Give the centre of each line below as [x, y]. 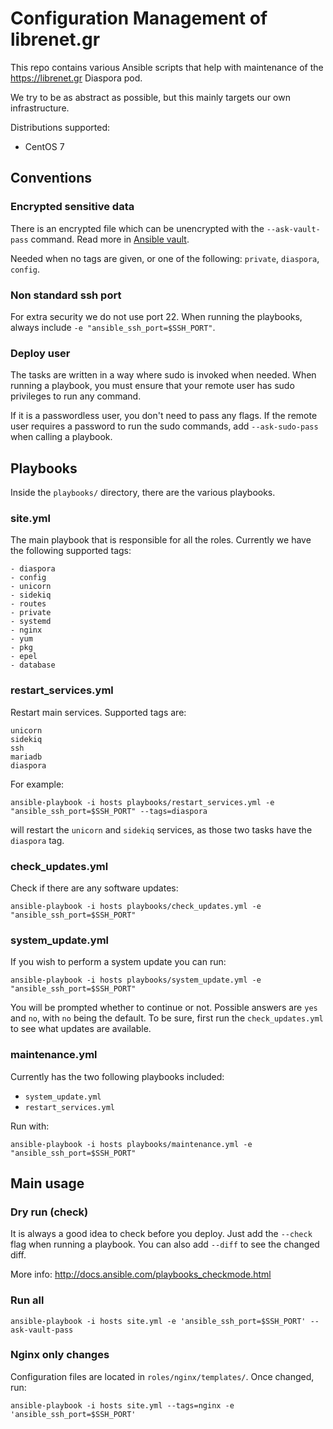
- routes [28, 604]
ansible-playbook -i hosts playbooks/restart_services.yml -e [142, 802]
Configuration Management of [139, 18]
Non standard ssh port [66, 295]
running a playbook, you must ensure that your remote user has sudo [152, 386]
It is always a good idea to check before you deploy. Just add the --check [161, 1234]
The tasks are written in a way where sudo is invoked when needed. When [163, 375]
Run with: [30, 1126]
